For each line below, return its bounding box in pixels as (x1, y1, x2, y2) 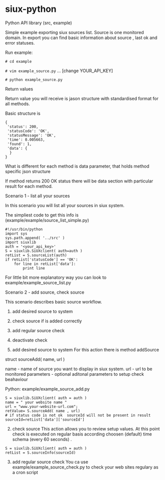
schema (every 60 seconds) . (12, 436, 72, 442)
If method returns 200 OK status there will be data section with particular (5, 178, 154, 184)
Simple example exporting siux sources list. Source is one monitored (5, 29, 144, 35)
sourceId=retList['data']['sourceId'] (5, 417, 85, 422)
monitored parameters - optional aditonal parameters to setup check (5, 371, 144, 377)
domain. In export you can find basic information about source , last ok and (5, 35, 158, 41)
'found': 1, (7, 141, 32, 146)
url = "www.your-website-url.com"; (5, 404, 78, 409)
